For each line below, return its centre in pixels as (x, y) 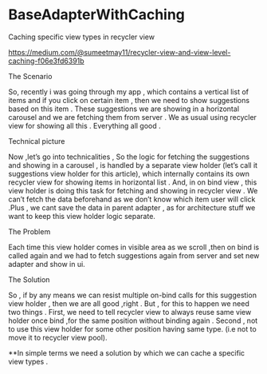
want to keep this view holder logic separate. (82, 216)
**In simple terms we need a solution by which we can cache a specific (127, 352)
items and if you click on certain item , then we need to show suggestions (129, 100)
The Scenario (30, 76)
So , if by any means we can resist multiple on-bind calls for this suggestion (133, 295)
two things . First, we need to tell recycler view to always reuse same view (130, 312)
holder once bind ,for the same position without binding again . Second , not (133, 320)
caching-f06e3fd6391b (47, 61)
